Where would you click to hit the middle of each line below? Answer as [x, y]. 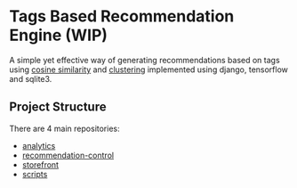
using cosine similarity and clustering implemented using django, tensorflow [149, 69]
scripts [35, 174]
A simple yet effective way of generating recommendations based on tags [144, 60]
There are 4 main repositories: [64, 128]
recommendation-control [68, 155]
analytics [39, 145]
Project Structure [58, 107]
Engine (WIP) [59, 35]
